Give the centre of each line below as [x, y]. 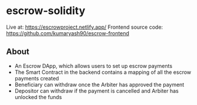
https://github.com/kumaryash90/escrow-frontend [68, 33]
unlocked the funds [38, 97]
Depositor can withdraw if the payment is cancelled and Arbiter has [96, 91]
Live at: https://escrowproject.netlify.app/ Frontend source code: [85, 27]
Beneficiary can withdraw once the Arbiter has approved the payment [99, 84]
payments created [37, 78]
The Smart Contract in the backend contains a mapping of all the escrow [103, 72]
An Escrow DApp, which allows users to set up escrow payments [93, 66]
